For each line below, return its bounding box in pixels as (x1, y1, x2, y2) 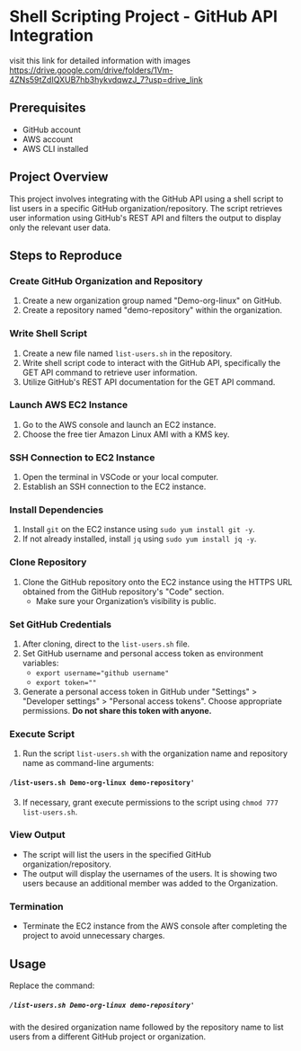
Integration (9, 25, 94, 46)
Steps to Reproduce (9, 247, 123, 263)
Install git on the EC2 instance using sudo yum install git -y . (22, 524, 256, 535)
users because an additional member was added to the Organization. (22, 877, 279, 888)
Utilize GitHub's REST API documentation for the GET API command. (22, 376, 276, 387)
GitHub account (22, 124, 81, 135)
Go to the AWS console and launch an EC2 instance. (22, 419, 217, 430)
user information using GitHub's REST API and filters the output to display (9, 212, 281, 223)
